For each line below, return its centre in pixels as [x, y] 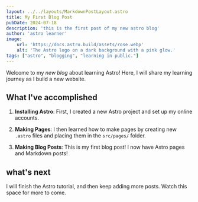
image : [14, 39]
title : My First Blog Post [39, 17]
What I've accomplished [52, 97]
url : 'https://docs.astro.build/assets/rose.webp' [80, 45]
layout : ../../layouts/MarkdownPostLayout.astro [67, 12]
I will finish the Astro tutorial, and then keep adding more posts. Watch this [97, 187]
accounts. [27, 118]
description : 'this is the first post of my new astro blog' [83, 28]
